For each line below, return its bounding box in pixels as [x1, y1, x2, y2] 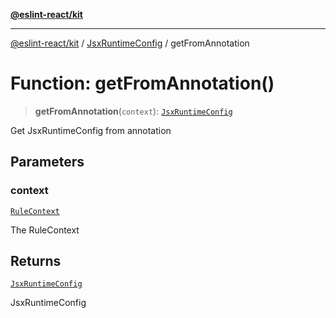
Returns [10, 253, 62, 270]
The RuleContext [10, 224, 80, 236]
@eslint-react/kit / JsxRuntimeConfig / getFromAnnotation [10, 37, 250, 49]
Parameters [10, 154, 85, 171]
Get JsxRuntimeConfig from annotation [10, 124, 172, 136]
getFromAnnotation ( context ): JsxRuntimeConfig [34, 105, 233, 117]
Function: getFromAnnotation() [10, 72, 275, 95]
